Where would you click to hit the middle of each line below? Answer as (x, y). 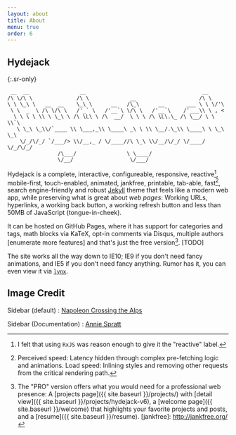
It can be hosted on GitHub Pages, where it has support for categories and (115, 226)
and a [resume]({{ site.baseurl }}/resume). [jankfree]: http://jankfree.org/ (123, 416)
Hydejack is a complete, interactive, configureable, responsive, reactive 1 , (113, 173)
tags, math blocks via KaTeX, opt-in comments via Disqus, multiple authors (116, 234)
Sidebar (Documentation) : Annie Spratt (64, 324)
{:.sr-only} (22, 79)
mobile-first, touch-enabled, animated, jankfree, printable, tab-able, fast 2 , (114, 182)
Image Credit (36, 293)
